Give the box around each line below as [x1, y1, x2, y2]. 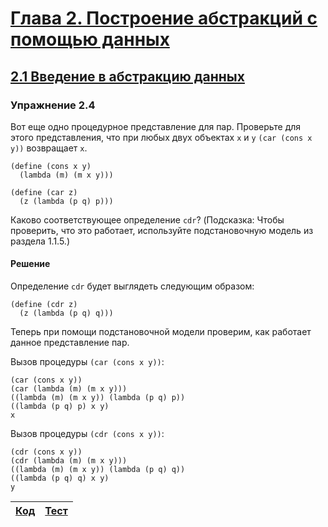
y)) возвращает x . [10, 142, 88, 154]
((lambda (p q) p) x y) [10, 402, 110, 412]
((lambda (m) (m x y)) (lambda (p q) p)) [10, 393, 186, 403]
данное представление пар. [10, 337, 130, 349]
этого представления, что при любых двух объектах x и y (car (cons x [10, 131, 313, 143]
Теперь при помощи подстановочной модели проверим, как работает [10, 326, 312, 338]
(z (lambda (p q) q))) [19, 308, 114, 319]
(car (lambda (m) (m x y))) [10, 384, 128, 394]
